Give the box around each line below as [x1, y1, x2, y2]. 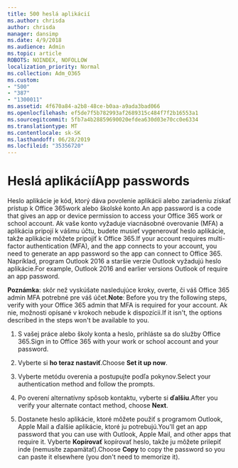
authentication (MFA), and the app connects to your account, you [26, 242, 217, 251]
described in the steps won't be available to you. [7, 316, 149, 325]
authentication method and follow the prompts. [17, 380, 155, 388]
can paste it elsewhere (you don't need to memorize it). [17, 452, 180, 462]
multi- [207, 234, 226, 243]
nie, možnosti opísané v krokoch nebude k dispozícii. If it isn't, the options [7, 308, 222, 317]
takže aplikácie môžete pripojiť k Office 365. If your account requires [7, 234, 207, 243]
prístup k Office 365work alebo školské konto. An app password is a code [7, 204, 222, 213]
